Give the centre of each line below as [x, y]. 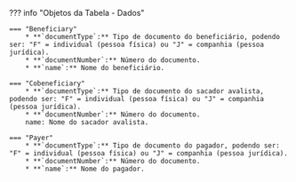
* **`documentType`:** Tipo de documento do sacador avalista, [145, 91]
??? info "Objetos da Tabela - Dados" [77, 13]
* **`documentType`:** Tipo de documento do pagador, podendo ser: [152, 146]
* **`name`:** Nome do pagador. [85, 169]
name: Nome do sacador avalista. [87, 123]
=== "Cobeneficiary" [48, 83]
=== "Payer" [31, 138]
